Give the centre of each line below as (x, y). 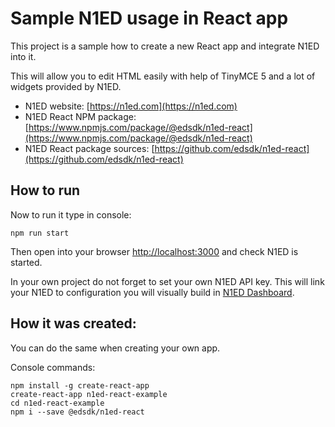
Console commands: (53, 367)
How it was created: (73, 323)
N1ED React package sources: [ (89, 148)
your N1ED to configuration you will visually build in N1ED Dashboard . (152, 292)
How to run (45, 190)
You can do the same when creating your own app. (115, 348)
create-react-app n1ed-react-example (89, 394)
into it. (23, 56)
